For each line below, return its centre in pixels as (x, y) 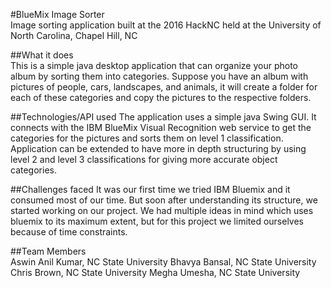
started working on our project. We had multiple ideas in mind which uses (162, 210)
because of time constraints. (69, 232)
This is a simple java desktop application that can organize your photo (154, 65)
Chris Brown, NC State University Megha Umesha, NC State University (155, 272)
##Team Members (48, 251)
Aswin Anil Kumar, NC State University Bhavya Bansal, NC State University (163, 262)
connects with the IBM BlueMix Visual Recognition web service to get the (161, 127)
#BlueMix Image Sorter (57, 14)
